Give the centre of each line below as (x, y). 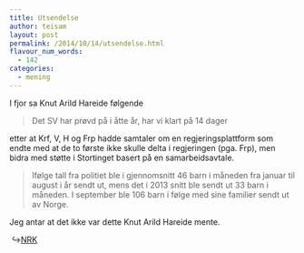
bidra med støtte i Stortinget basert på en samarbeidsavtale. (122, 157)
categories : (32, 69)
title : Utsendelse (44, 18)
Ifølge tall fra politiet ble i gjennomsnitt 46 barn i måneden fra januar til (163, 175)
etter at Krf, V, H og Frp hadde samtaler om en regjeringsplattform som (142, 138)
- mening (34, 77)
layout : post (34, 35)
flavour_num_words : (46, 52)
